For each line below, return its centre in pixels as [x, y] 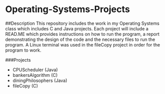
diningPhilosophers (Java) [40, 80]
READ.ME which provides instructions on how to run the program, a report [82, 34]
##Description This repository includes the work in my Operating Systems [82, 23]
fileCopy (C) [25, 86]
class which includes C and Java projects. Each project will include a [77, 28]
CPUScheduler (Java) [35, 70]
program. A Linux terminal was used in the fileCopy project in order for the [83, 44]
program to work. [23, 50]
